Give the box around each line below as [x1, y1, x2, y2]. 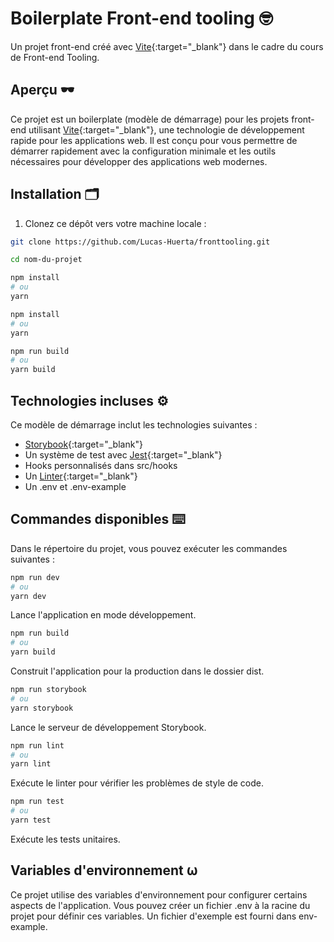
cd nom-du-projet [10, 255, 83, 265]
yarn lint [10, 759, 52, 769]
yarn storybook [10, 703, 74, 713]
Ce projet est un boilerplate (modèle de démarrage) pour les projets [10, 113, 290, 125]
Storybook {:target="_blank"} [24, 438, 143, 450]
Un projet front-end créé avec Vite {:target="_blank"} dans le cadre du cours [10, 40, 324, 52]
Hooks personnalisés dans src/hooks [24, 460, 178, 471]
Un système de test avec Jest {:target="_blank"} [24, 449, 223, 461]
